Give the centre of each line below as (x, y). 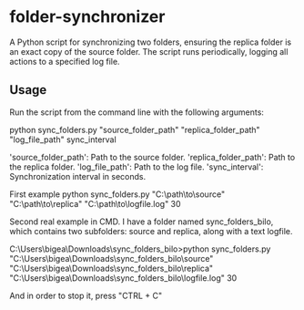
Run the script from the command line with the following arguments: (137, 112)
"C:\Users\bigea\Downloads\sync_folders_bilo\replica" (111, 268)
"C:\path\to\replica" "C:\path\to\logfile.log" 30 (95, 203)
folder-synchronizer (87, 17)
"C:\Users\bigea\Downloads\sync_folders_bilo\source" (111, 258)
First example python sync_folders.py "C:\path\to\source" (117, 194)
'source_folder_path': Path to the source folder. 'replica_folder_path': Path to (152, 157)
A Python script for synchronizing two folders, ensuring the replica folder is (151, 42)
